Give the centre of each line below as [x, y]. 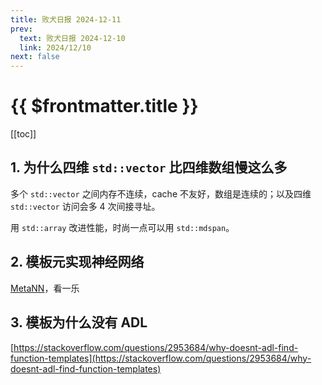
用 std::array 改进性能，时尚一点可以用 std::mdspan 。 [122, 227]
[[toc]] [23, 134]
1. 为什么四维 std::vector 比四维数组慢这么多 [149, 167]
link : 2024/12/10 [55, 47]
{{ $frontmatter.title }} [104, 106]
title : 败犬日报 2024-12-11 [66, 19]
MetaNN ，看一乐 [45, 288]
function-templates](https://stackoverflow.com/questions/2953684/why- [161, 358]
